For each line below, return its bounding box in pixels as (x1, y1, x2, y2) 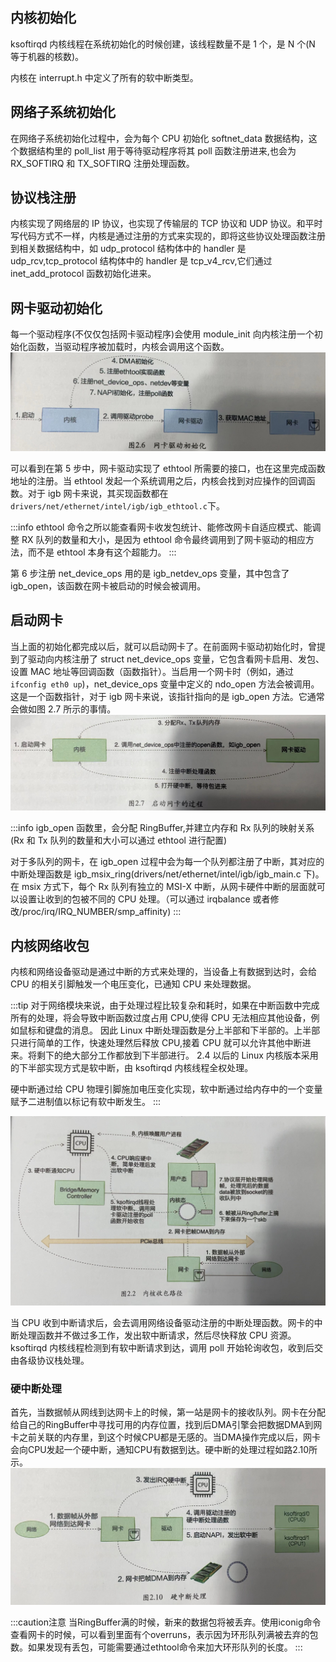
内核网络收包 (10, 938, 90, 955)
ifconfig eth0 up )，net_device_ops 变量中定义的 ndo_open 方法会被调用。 (10, 678, 320, 690)
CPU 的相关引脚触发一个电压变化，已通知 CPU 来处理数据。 (10, 978, 257, 990)
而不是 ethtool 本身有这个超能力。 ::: (27, 546, 177, 558)
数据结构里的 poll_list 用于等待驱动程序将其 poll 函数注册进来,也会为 (18, 144, 297, 157)
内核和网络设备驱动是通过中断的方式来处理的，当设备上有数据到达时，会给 (10, 966, 317, 978)
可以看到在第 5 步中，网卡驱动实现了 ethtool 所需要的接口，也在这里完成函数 (10, 462, 326, 474)
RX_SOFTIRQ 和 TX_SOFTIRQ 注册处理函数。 (10, 157, 195, 169)
